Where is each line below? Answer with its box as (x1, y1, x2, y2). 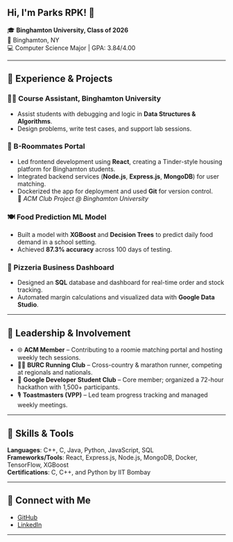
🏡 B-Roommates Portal (7, 142, 85, 151)
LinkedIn (17, 520, 42, 529)
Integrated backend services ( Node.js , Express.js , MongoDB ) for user (17, 172, 220, 181)
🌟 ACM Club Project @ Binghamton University (17, 194, 149, 202)
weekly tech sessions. (17, 354, 81, 362)
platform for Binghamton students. (17, 165, 116, 173)
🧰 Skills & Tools (7, 427, 74, 439)
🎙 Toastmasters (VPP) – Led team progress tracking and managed (17, 391, 208, 400)
